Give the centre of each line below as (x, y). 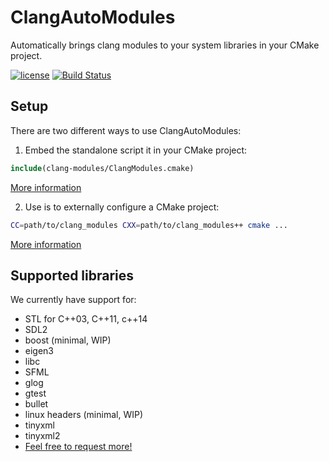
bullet (36, 404)
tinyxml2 (42, 436)
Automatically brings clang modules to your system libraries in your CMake (165, 45)
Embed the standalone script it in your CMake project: (136, 150)
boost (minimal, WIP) (68, 340)
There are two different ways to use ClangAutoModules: (126, 130)
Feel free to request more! (78, 447)
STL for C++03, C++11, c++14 (86, 319)
